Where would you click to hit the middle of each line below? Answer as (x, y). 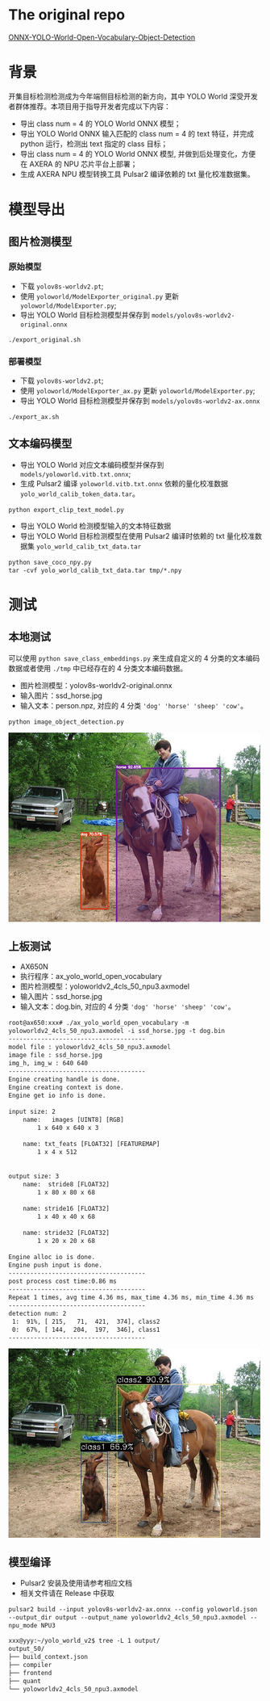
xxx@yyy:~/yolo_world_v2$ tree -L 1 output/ (84, 1641)
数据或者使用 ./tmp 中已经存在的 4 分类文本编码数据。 (98, 668)
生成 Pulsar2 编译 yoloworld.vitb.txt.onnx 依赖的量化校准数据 (124, 483)
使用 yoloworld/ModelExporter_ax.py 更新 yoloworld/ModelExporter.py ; (137, 391)
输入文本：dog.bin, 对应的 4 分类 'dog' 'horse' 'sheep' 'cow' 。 (127, 1006)
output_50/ (27, 1649)
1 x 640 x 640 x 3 (68, 1128)
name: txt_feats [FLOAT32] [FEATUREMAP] (91, 1144)
